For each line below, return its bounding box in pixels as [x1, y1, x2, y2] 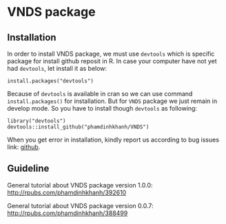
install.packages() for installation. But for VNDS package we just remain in [7, 97, 218, 105]
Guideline [7, 163, 50, 175]
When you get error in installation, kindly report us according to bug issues [7, 135, 219, 144]
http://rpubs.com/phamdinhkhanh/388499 [7, 209, 128, 217]
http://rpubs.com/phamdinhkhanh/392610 [7, 188, 127, 197]
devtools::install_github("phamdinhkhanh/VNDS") [7, 124, 150, 131]
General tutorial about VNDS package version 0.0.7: [7, 201, 154, 210]
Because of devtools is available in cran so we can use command [7, 90, 193, 98]
